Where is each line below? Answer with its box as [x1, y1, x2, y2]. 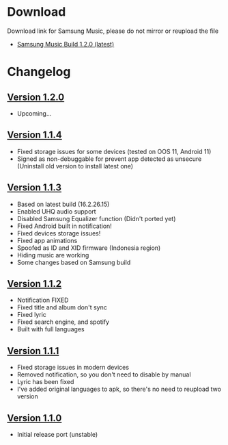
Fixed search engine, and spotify [16, 318, 110, 326]
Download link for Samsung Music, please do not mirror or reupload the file [7, 27, 219, 35]
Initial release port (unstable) [16, 431, 98, 438]
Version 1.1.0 [7, 412, 62, 424]
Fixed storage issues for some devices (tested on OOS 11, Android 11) [16, 147, 212, 155]
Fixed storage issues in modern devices [16, 364, 130, 372]
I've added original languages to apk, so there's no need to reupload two [16, 385, 222, 394]
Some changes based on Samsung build [16, 258, 131, 266]
